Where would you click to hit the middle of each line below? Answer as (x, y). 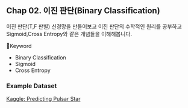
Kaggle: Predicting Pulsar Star (43, 99)
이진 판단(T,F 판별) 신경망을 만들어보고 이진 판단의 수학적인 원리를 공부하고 (94, 26)
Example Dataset (32, 86)
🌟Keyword (19, 46)
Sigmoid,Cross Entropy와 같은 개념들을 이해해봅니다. (69, 34)
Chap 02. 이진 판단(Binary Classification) (83, 11)
